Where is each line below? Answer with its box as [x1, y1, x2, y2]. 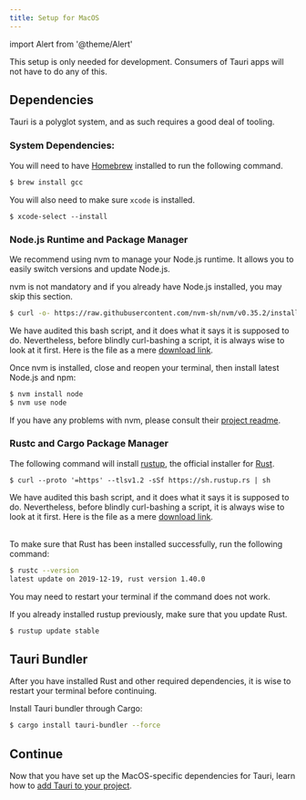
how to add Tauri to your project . [9, 780, 132, 791]
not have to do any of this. [9, 66, 107, 77]
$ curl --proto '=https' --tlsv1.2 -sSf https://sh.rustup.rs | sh [9, 476, 271, 485]
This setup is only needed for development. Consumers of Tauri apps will [9, 56, 284, 67]
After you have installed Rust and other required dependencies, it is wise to [9, 676, 291, 687]
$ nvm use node [9, 398, 67, 407]
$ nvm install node [9, 389, 84, 398]
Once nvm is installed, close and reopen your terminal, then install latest [9, 362, 280, 373]
